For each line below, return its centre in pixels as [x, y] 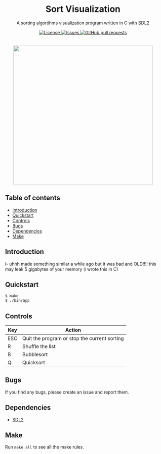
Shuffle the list [39, 346]
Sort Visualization [83, 9]
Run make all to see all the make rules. [44, 447]
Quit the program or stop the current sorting [73, 338]
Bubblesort [35, 354]
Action [73, 330]
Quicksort [34, 362]
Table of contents [33, 198]
